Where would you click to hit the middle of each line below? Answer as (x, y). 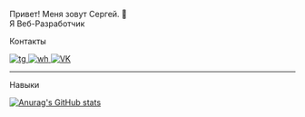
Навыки (25, 85)
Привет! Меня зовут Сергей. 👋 (68, 14)
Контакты (28, 41)
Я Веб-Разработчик (47, 24)
